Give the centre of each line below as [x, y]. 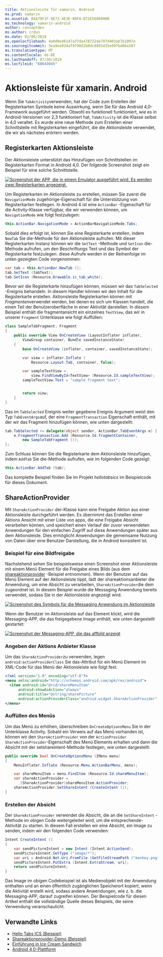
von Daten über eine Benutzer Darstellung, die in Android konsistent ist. [76, 540]
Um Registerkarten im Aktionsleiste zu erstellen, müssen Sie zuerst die [76, 194]
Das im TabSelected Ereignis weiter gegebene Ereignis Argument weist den [80, 411]
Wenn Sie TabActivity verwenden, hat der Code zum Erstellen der [71, 102]
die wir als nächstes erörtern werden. [42, 133]
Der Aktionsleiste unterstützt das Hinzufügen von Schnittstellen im [71, 159]
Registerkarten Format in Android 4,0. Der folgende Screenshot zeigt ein [77, 165]
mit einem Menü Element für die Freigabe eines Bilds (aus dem [67, 569]
